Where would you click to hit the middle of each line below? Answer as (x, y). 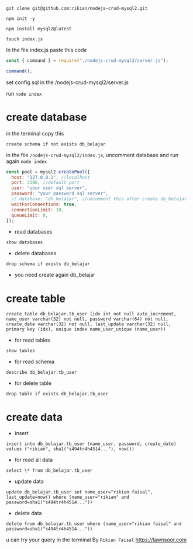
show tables (20, 351)
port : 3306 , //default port (46, 183)
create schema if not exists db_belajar (56, 144)
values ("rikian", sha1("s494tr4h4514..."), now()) (70, 449)
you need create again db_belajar (55, 275)
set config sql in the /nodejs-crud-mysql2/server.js (67, 82)
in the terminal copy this (35, 133)
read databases (33, 232)
